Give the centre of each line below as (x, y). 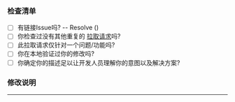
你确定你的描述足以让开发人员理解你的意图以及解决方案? (99, 63)
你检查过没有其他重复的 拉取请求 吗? (69, 36)
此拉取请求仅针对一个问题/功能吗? (66, 45)
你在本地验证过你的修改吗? (56, 54)
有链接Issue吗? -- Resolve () (58, 28)
